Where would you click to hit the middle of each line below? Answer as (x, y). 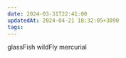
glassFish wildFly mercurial (47, 47)
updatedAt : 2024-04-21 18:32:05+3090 (63, 21)
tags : (15, 27)
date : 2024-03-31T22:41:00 (47, 14)
